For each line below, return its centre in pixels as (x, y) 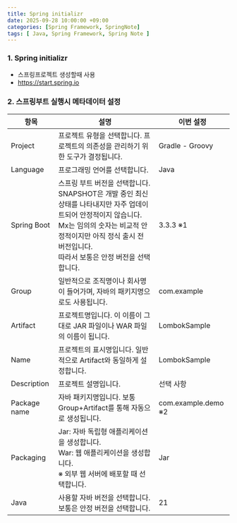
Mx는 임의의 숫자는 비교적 (99, 225)
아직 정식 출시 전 (119, 235)
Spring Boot (31, 225)
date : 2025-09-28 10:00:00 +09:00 (58, 20)
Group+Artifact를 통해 (94, 407)
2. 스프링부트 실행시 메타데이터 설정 (64, 101)
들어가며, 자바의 (91, 291)
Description (30, 383)
